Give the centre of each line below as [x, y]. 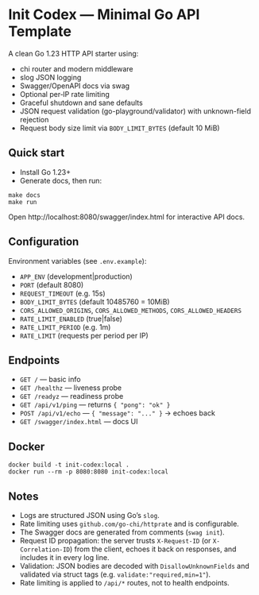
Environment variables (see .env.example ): [77, 261]
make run [23, 202]
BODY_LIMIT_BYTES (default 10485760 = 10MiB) [95, 301]
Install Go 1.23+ [45, 172]
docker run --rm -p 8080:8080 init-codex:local [89, 472]
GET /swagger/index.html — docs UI [79, 422]
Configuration [44, 242]
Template [40, 31]
